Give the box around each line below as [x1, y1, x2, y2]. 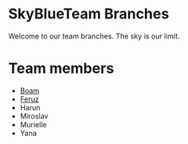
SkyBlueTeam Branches [8, 5, 170, 23]
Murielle [19, 119, 47, 129]
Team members [8, 59, 114, 78]
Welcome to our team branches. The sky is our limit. [8, 31, 180, 41]
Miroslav [19, 111, 49, 121]
